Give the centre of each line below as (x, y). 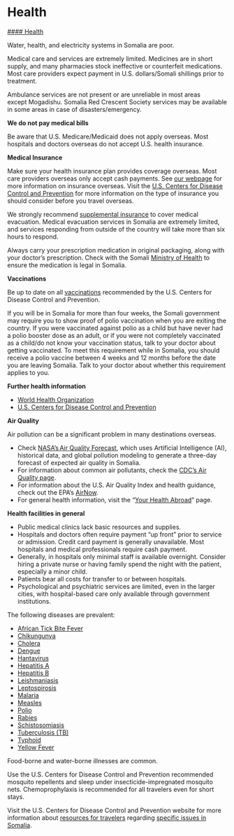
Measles (29, 702)
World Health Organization (56, 399)
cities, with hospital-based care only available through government (114, 594)
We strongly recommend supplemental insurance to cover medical (103, 214)
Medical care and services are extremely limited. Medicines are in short (110, 58)
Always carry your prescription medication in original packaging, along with (116, 250)
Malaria (28, 695)
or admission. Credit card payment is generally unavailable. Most (111, 541)
